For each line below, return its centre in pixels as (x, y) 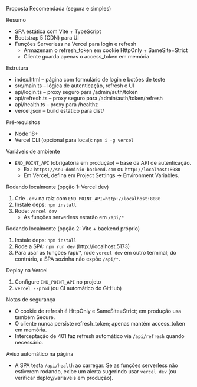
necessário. (29, 342)
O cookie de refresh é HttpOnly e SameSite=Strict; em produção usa (98, 311)
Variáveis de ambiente (33, 151)
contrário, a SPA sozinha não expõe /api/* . (67, 259)
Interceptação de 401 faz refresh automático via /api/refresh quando (99, 336)
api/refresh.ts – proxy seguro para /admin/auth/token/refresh (89, 98)
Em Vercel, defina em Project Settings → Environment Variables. (101, 175)
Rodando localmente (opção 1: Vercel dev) (58, 187)
